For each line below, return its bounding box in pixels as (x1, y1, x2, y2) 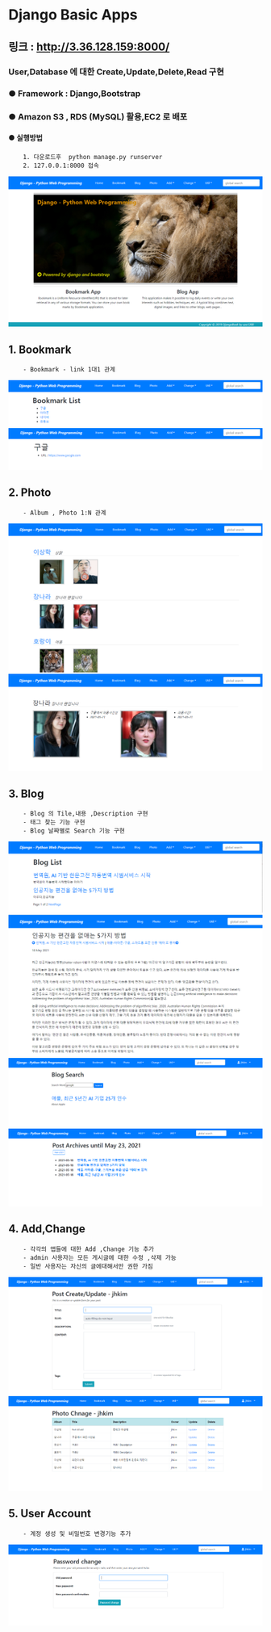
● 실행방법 (8, 132, 43, 142)
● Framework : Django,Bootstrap (8, 88, 141, 99)
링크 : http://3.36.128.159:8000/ (8, 40, 170, 53)
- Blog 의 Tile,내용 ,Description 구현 (23, 810, 148, 818)
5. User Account (8, 1507, 91, 1521)
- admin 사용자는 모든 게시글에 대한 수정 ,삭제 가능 (23, 1253, 177, 1261)
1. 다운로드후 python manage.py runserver (23, 153, 163, 161)
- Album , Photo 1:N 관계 (23, 509, 106, 517)
